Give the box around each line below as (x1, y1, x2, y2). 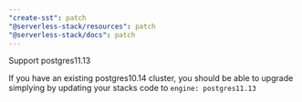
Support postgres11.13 (8, 56, 91, 66)
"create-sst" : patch (8, 13, 88, 23)
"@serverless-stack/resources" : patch (8, 22, 156, 31)
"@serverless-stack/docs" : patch (8, 30, 136, 39)
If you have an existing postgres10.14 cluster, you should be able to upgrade (8, 73, 294, 84)
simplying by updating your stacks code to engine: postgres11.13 (8, 83, 256, 94)
